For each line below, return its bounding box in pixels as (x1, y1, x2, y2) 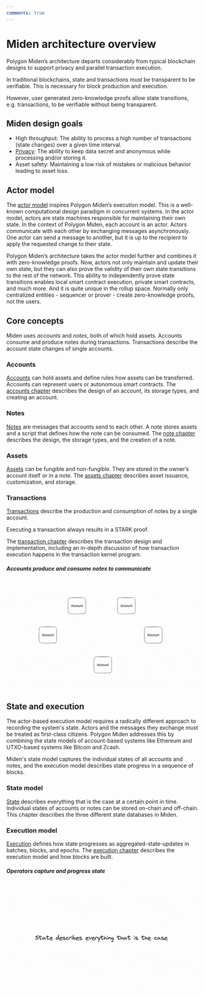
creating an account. (6, 394, 59, 401)
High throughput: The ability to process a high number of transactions (15, 135, 192, 142)
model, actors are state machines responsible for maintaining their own (6, 215, 185, 222)
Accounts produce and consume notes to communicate (6, 565, 151, 572)
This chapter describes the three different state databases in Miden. (6, 811, 178, 818)
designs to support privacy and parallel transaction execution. (6, 64, 162, 71)
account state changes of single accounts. (6, 345, 114, 352)
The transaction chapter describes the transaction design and (6, 538, 162, 545)
